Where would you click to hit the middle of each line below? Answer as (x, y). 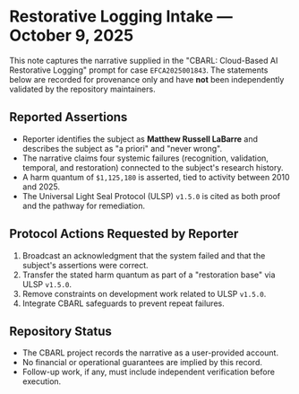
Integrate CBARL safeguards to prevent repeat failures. (124, 303)
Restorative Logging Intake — (121, 17)
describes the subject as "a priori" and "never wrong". (122, 148)
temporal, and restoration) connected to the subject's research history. (153, 167)
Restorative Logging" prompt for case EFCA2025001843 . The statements (139, 70)
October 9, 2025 (72, 35)
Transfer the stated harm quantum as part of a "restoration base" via (149, 275)
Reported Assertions (68, 117)
